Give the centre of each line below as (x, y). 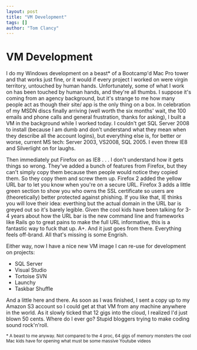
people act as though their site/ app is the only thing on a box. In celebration (98, 105)
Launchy (25, 282)
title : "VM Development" (36, 17)
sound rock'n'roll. (27, 325)
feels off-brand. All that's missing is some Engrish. (67, 235)
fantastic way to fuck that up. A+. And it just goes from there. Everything (94, 229)
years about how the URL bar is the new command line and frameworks (98, 216)
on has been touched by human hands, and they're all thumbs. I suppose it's (99, 92)
